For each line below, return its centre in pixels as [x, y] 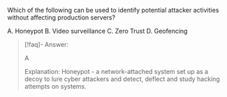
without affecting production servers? [61, 17]
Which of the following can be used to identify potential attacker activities [113, 10]
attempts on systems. [55, 86]
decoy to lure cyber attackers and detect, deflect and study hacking [122, 79]
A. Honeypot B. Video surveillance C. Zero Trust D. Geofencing [97, 31]
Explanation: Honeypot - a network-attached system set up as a [116, 72]
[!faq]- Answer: [46, 44]
